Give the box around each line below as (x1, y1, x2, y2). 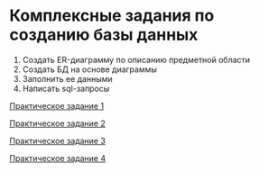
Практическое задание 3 (9, 135, 106, 146)
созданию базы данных (9, 24, 199, 45)
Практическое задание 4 (9, 152, 106, 163)
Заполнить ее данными (22, 73, 113, 84)
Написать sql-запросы (22, 83, 110, 94)
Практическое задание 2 (9, 118, 106, 129)
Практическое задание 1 (9, 100, 105, 111)
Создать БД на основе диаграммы (22, 64, 158, 75)
